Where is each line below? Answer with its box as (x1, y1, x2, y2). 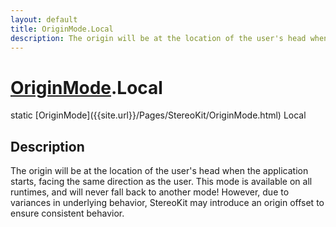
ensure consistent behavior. (10, 207, 125, 220)
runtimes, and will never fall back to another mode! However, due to (10, 186, 290, 198)
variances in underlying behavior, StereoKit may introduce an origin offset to (10, 197, 325, 209)
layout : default (10, 14, 78, 25)
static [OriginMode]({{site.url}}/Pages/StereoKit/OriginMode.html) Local (10, 109, 307, 121)
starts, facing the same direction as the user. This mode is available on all (10, 176, 313, 188)
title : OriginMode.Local (10, 24, 114, 34)
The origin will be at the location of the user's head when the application (10, 165, 309, 177)
